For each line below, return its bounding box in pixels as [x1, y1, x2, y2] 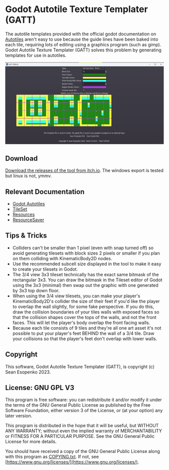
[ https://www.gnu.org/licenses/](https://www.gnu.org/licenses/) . [5, 459, 139, 465]
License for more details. [5, 439, 57, 445]
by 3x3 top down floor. [12, 287, 60, 293]
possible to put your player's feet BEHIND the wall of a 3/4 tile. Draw [12, 330, 154, 336]
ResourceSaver [12, 216, 44, 222]
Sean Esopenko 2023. [5, 369, 51, 375]
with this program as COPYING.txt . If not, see [5, 454, 99, 460]
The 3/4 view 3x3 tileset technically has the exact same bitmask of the [12, 271, 159, 277]
